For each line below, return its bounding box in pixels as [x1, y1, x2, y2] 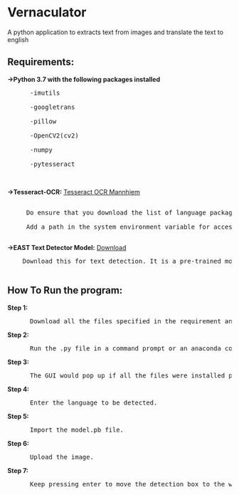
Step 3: [7, 358, 30, 366]
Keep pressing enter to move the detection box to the [29, 480, 225, 488]
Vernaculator [7, 4, 87, 21]
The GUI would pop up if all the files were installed [29, 371, 225, 380]
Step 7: [7, 466, 28, 474]
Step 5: [7, 412, 30, 420]
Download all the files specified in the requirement [29, 317, 222, 325]
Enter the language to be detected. [29, 398, 158, 407]
